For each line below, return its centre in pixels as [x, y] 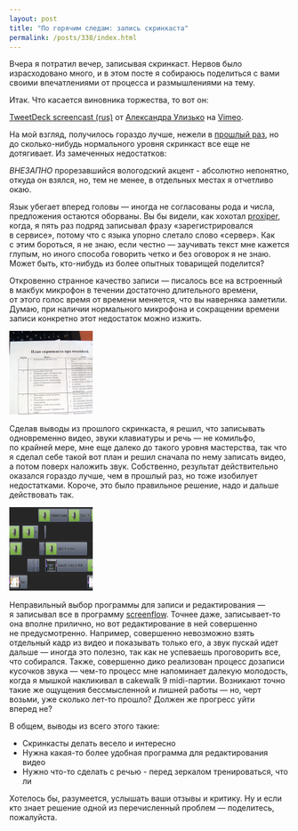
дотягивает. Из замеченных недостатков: [88, 153]
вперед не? [31, 709]
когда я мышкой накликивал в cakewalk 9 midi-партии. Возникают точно [147, 681]
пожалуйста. [33, 818]
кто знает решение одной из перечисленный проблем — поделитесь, [142, 808]
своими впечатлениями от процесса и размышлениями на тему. [132, 83]
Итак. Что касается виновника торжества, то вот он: [109, 100]
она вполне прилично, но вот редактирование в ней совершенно [133, 624]
